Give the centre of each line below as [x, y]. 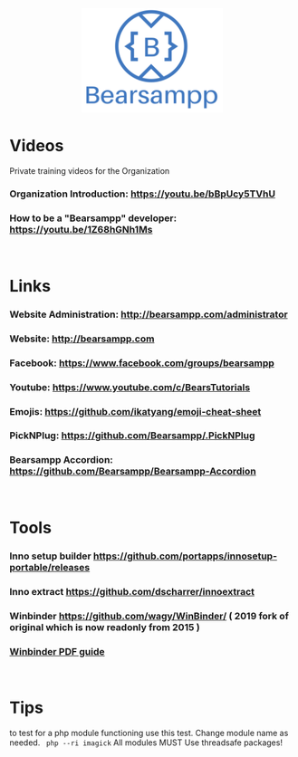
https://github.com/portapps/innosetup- [186, 556]
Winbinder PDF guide [58, 651]
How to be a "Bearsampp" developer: [93, 218]
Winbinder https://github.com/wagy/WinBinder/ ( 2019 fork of [149, 616]
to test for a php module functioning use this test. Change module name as [149, 733]
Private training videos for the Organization [90, 170]
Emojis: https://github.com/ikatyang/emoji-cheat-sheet [135, 411]
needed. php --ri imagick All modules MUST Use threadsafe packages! [146, 743]
